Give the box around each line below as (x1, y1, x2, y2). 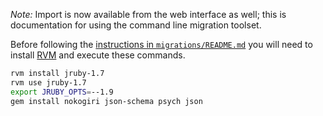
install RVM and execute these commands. (10, 49, 186, 61)
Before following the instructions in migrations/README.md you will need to (10, 39, 313, 50)
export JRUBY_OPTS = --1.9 (10, 87, 114, 97)
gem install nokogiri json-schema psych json (10, 96, 203, 106)
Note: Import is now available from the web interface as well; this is (10, 9, 287, 20)
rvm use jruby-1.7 (10, 77, 87, 88)
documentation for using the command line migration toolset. (10, 19, 262, 31)
